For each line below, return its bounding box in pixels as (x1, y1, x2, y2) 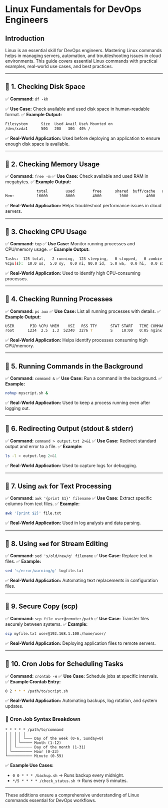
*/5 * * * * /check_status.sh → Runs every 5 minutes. (12, 777, 128, 783)
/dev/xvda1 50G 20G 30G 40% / (5, 126, 91, 131)
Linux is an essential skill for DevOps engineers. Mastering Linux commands (5, 48, 162, 53)
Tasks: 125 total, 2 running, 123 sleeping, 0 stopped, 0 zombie (5, 256, 162, 261)
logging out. (5, 405, 30, 411)
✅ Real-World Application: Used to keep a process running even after (5, 399, 150, 406)
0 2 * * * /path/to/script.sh (5, 688, 68, 694)
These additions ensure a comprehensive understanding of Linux (5, 792, 139, 798)
